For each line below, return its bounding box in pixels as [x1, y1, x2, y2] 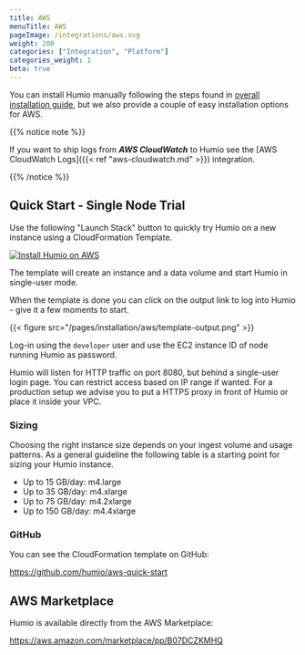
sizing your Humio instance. [9, 458, 114, 470]
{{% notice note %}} [9, 126, 86, 137]
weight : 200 [9, 38, 55, 48]
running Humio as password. [9, 348, 117, 360]
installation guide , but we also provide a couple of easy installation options [9, 99, 290, 109]
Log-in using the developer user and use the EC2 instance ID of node [9, 339, 269, 350]
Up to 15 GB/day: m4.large [22, 476, 122, 487]
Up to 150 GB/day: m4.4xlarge [22, 505, 137, 516]
